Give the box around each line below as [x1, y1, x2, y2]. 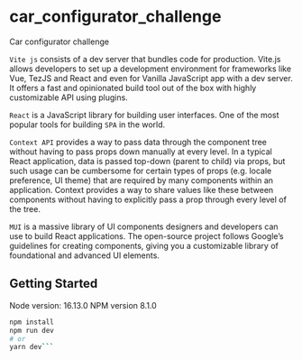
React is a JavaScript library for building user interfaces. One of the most [9, 109, 279, 120]
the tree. [9, 203, 41, 214]
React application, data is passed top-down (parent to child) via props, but [9, 155, 286, 166]
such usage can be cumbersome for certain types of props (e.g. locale [9, 165, 272, 176]
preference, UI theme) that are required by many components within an [9, 174, 273, 186]
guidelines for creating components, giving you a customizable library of [9, 240, 279, 251]
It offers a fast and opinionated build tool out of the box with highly [9, 82, 257, 93]
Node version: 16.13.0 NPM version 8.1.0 [9, 300, 158, 310]
